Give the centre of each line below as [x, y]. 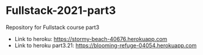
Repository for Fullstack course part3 [53, 27]
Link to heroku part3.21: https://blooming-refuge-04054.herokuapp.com [105, 45]
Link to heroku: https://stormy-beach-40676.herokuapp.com [91, 39]
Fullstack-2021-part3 [61, 11]
